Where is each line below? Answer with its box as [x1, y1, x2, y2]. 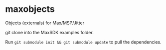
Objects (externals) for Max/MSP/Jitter [5, 20, 85, 26]
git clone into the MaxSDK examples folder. [5, 29, 94, 35]
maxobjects [5, 3, 55, 15]
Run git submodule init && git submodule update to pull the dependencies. [5, 39, 162, 45]
